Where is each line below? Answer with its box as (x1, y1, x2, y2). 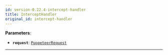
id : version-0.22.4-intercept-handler (5, 7, 86, 12)
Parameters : (5, 30, 31, 36)
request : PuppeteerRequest (12, 40, 67, 46)
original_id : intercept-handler (5, 16, 72, 21)
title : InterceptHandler (5, 12, 57, 17)
